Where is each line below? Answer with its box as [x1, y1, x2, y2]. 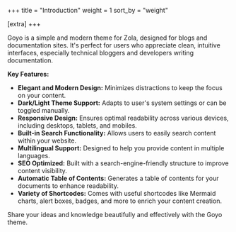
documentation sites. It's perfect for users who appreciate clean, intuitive [7, 41, 220, 49]
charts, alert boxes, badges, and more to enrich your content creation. [17, 197, 223, 205]
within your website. [17, 136, 76, 145]
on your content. [17, 92, 66, 99]
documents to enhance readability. [17, 182, 119, 190]
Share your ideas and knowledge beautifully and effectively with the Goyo [7, 211, 223, 219]
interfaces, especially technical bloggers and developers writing [7, 49, 194, 57]
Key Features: [7, 70, 49, 78]
